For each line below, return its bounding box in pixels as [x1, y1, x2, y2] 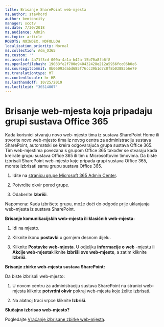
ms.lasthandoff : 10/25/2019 [5, 80, 63, 85]
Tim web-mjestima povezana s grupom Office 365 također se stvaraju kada [5, 148, 158, 153]
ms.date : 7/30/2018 [5, 25, 45, 30]
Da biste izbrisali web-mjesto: [5, 273, 65, 279]
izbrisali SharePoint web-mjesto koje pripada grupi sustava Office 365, [5, 158, 148, 164]
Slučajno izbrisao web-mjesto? [5, 307, 70, 313]
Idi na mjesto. [12, 225, 40, 231]
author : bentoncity [5, 16, 45, 21]
